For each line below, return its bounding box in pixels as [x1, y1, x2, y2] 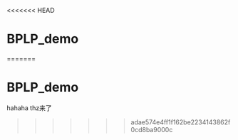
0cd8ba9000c [130, 125, 173, 134]
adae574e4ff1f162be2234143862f [130, 117, 231, 126]
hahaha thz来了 [6, 103, 52, 112]
